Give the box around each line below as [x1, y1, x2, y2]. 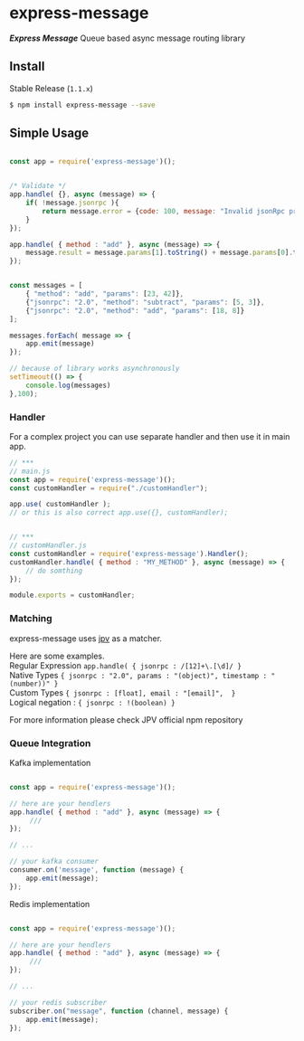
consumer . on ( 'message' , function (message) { [9, 866, 184, 875]
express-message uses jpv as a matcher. [9, 632, 163, 644]
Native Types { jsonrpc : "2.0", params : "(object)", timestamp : [9, 669, 268, 680]
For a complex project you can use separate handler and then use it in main [9, 431, 290, 441]
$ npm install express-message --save [9, 100, 156, 109]
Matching [9, 612, 52, 625]
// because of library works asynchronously [9, 364, 180, 374]
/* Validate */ [9, 182, 67, 191]
